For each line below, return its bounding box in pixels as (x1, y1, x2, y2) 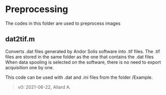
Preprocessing (5, 4, 68, 15)
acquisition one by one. (5, 64, 54, 70)
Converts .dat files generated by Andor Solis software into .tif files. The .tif (5, 48, 160, 54)
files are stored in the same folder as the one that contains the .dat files (5, 54, 154, 60)
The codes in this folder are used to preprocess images (5, 20, 120, 26)
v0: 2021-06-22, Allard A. (17, 84, 71, 90)
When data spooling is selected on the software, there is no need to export (5, 59, 161, 65)
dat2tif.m (5, 35, 35, 43)
